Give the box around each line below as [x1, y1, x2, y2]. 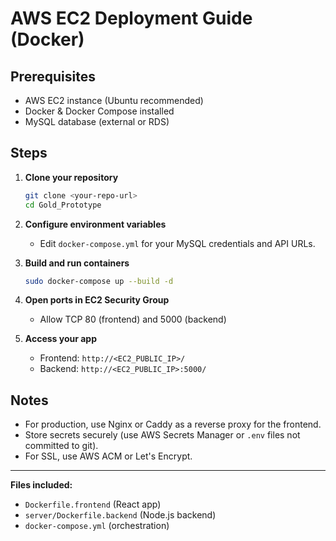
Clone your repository [24, 171, 119, 183]
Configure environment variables [24, 218, 167, 230]
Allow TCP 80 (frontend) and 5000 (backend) [39, 313, 227, 326]
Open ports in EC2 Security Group [24, 294, 170, 306]
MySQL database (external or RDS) [24, 116, 170, 127]
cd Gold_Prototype [24, 200, 102, 210]
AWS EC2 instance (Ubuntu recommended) [24, 95, 204, 106]
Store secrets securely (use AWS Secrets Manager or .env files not [24, 429, 301, 441]
